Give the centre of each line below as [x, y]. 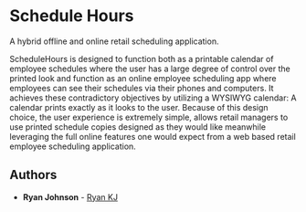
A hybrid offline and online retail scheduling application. [114, 41]
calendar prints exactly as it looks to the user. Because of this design [139, 107]
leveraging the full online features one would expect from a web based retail [153, 136]
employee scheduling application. [73, 146]
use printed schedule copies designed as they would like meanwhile [138, 127]
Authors [33, 175]
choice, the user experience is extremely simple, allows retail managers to [149, 117]
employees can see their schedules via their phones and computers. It [142, 88]
